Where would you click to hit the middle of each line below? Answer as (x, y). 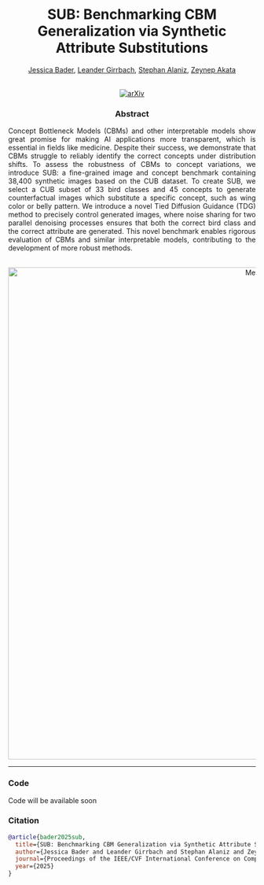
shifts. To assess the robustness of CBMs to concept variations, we (132, 165)
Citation (24, 820)
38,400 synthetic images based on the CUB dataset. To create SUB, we (132, 181)
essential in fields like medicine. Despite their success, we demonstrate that (132, 148)
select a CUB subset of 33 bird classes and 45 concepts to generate (132, 190)
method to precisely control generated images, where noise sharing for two (132, 215)
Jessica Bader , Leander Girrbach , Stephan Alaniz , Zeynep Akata (132, 69)
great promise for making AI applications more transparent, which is (132, 139)
